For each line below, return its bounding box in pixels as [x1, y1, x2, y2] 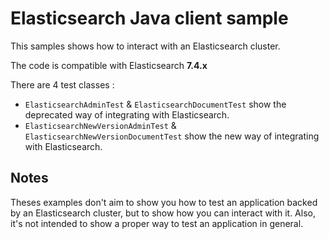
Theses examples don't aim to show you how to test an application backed [10, 196, 318, 208]
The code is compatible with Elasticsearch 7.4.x [10, 59, 208, 71]
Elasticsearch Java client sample [10, 7, 289, 30]
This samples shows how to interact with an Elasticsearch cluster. [10, 40, 281, 52]
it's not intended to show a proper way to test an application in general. [10, 217, 304, 229]
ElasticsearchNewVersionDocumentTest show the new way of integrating [24, 130, 320, 142]
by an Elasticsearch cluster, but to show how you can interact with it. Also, [10, 207, 316, 219]
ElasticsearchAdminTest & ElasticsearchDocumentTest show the [24, 98, 287, 110]
